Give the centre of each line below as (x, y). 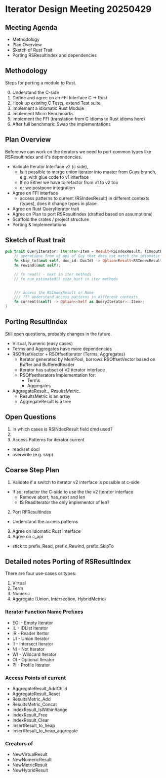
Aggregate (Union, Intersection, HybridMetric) (59, 599)
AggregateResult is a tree (45, 401)
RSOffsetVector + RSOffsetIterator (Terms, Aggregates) (69, 354)
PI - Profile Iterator (31, 665)
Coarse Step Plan (32, 470)
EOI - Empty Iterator (33, 623)
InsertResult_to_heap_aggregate (45, 730)
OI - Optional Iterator (33, 659)
